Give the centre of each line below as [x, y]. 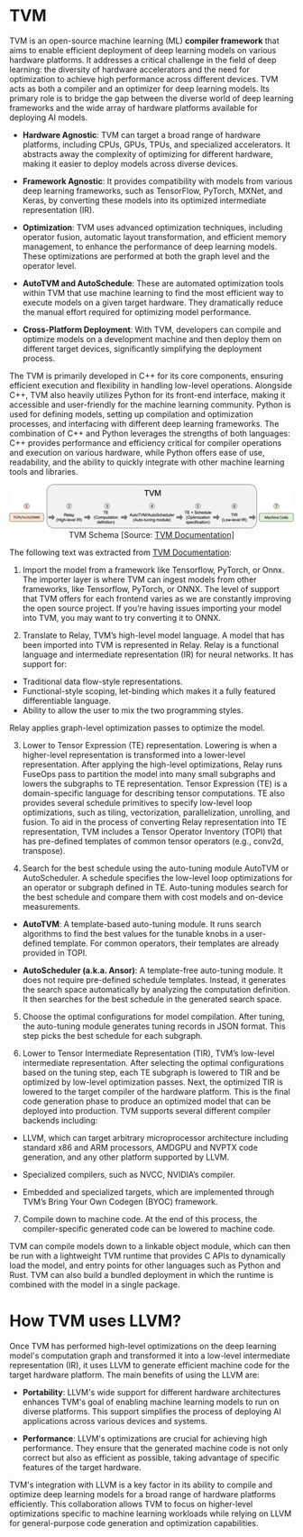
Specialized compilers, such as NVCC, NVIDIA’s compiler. [129, 1174]
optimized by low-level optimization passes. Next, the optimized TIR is [153, 1082]
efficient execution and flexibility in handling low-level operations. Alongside [151, 385]
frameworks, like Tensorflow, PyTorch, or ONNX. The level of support [151, 588]
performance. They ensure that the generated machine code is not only [155, 1448]
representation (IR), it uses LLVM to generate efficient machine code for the [150, 1365]
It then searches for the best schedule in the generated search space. [152, 999]
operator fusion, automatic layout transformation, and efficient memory [154, 236]
